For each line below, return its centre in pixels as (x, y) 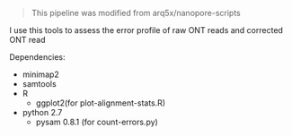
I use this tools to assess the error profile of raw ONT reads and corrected (146, 30)
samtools (39, 84)
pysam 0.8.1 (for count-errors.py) (97, 122)
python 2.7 (42, 112)
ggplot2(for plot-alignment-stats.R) (101, 103)
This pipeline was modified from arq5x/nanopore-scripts (136, 13)
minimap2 (41, 74)
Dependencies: (37, 57)
